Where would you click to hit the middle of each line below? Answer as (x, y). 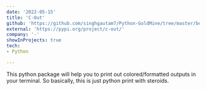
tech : (13, 46)
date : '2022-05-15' (31, 12)
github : (16, 23)
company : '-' (23, 35)
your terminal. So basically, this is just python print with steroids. (88, 80)
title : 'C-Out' (26, 18)
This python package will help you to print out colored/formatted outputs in (101, 74)
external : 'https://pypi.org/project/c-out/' (65, 29)
